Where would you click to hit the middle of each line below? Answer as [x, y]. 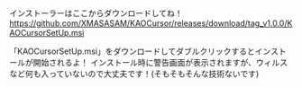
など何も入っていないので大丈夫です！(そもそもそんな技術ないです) [134, 74]
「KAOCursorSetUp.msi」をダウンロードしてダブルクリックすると [132, 51]
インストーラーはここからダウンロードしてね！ [96, 13]
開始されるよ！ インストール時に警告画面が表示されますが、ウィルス [160, 62]
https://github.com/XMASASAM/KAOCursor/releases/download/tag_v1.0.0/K [151, 23]
